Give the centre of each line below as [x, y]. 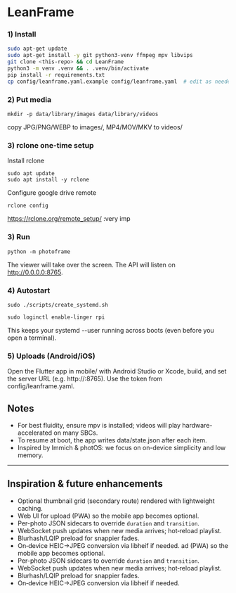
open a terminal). [32, 338]
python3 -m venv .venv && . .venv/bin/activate [78, 69]
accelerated [35, 433]
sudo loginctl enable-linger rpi [56, 317]
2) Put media [29, 99]
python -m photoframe [39, 251]
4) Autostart [29, 291]
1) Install [22, 34]
